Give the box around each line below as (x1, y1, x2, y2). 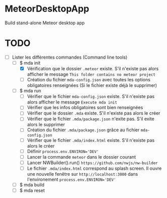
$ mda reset (19, 187, 45, 193)
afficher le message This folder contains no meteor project (27, 71, 156, 77)
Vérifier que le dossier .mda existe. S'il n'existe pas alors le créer (27, 110, 160, 116)
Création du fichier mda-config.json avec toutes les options (27, 77, 151, 83)
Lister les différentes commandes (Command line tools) (12, 54, 128, 60)
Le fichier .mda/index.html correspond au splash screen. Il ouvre (27, 165, 162, 171)
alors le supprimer (27, 122, 65, 128)
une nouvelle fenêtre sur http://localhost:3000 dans (27, 171, 138, 177)
